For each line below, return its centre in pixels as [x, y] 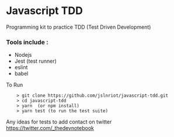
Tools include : [27, 42]
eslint [21, 67]
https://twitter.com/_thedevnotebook [50, 128]
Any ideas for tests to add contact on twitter [59, 122]
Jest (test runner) [36, 61]
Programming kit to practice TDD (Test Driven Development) [79, 27]
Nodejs [23, 55]
